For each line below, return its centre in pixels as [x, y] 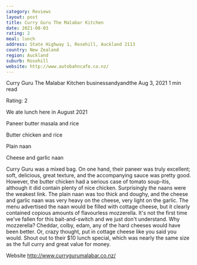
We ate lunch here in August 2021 [47, 112]
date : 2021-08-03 [27, 28]
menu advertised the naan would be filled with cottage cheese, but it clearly [98, 207]
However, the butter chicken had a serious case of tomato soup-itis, [88, 182]
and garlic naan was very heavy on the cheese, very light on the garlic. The [97, 200]
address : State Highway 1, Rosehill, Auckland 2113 [71, 45]
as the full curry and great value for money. [59, 244]
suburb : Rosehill [27, 61]
